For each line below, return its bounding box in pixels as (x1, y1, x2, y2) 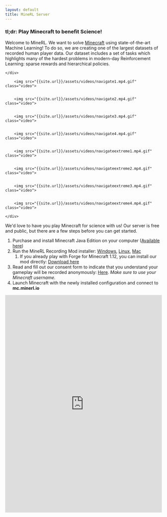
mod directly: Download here (19, 258, 80, 264)
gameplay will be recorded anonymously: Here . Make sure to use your (12, 269, 157, 275)
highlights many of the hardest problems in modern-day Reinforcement (5, 55, 151, 61)
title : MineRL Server (5, 12, 50, 17)
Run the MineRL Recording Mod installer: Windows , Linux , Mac (12, 248, 142, 254)
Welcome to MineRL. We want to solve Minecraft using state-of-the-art (5, 39, 151, 45)
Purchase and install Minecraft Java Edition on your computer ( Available (12, 237, 160, 244)
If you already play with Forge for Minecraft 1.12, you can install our (19, 253, 157, 259)
